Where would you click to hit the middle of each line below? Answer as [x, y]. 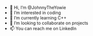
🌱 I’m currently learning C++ [38, 18]
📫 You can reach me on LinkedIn [43, 28]
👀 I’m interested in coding [35, 13]
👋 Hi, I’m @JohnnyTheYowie [38, 8]
